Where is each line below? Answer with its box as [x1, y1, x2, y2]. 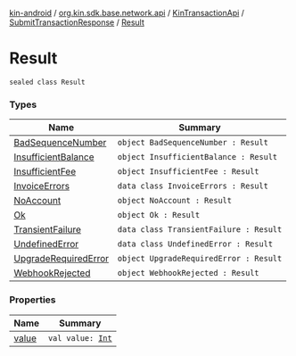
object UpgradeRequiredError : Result [117, 253, 283, 264]
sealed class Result [9, 78, 86, 87]
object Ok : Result [117, 210, 201, 220]
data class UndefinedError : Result [117, 239, 274, 249]
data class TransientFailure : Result [117, 225, 283, 235]
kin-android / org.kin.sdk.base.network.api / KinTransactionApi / [9, 8, 245, 18]
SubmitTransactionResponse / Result [9, 17, 145, 28]
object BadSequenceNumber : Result [117, 137, 269, 148]
